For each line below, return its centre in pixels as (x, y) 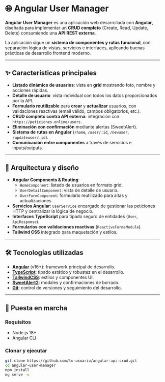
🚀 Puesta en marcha (36, 308)
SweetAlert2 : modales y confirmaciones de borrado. (66, 283)
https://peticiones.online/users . (47, 122)
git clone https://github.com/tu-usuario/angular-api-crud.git (71, 361)
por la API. (23, 100)
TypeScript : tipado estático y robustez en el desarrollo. (68, 272)
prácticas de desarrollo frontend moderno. (48, 53)
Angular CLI (24, 338)
